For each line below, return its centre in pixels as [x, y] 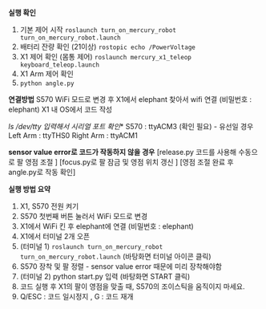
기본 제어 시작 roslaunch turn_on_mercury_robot [98, 30]
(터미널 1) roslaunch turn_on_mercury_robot [91, 246]
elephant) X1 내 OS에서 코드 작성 [60, 109]
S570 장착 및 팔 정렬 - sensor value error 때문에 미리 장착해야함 [121, 266]
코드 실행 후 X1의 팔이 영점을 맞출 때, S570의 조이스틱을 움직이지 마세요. [133, 287]
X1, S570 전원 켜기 [49, 206]
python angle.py [47, 83]
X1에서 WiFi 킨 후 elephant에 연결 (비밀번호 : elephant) [107, 226]
